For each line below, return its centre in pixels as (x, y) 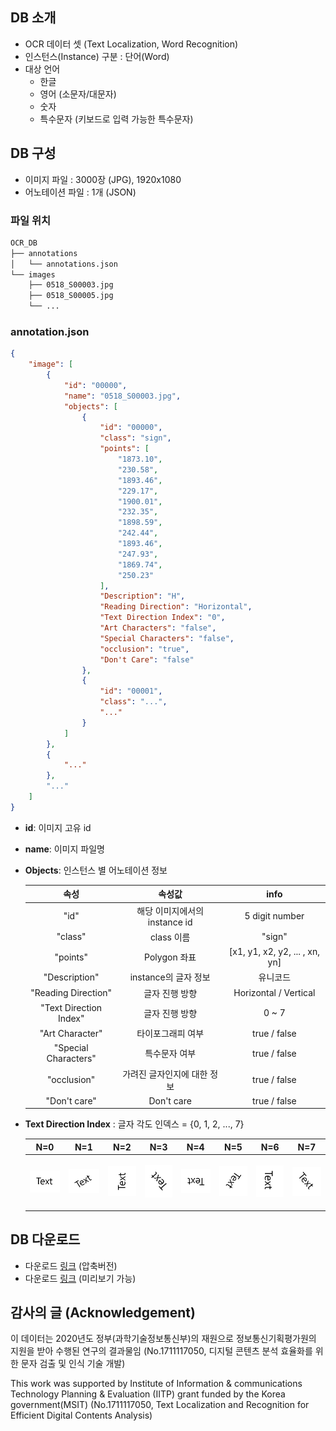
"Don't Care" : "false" (147, 659)
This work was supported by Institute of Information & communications (156, 1384)
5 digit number (274, 915)
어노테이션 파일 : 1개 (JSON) (80, 192)
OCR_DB (24, 243)
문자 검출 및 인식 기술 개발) (73, 1364)
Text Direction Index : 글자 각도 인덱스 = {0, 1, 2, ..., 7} (134, 1124)
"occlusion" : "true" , (144, 649)
